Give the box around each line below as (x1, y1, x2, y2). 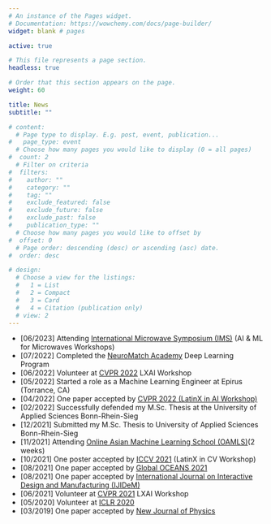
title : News (8, 101, 49, 109)
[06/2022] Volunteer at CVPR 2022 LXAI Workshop (19, 368, 192, 378)
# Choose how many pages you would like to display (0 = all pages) (15, 145, 252, 154)
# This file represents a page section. (8, 56, 148, 65)
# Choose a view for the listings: (15, 274, 136, 282)
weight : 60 (8, 86, 45, 94)
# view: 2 (15, 311, 49, 319)
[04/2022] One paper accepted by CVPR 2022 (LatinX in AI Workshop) (19, 394, 258, 404)
